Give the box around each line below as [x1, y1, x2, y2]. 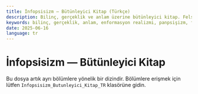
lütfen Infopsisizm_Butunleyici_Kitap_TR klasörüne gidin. [6, 82, 146, 89]
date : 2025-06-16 [6, 25, 49, 31]
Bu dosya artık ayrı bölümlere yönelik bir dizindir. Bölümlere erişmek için [6, 75, 181, 82]
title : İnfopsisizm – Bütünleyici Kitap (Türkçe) [6, 8, 131, 15]
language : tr [6, 31, 38, 36]
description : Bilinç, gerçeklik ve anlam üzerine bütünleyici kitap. [6, 14, 181, 20]
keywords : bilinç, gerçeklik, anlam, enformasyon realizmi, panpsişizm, [6, 19, 189, 25]
